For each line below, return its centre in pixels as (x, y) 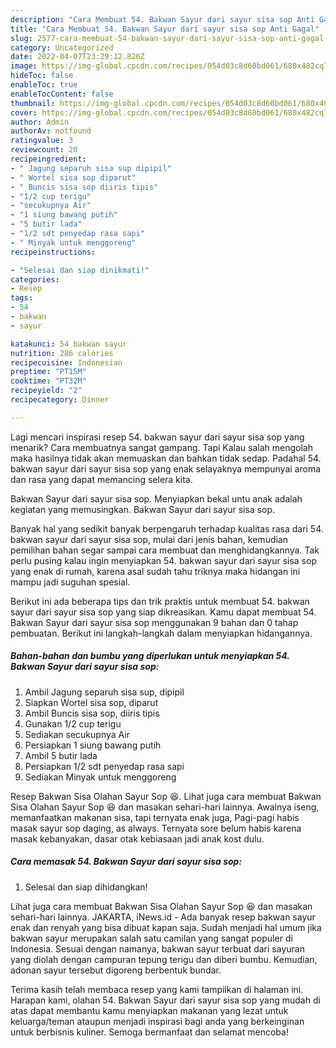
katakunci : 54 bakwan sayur (69, 344)
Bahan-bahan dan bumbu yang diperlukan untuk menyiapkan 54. (150, 656)
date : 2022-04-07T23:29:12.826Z (77, 57)
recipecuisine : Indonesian (66, 362)
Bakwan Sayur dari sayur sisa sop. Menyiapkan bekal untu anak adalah (156, 498)
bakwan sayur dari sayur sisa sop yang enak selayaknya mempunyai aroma (166, 468)
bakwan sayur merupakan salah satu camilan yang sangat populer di (151, 938)
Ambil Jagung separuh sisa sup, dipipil (104, 692)
